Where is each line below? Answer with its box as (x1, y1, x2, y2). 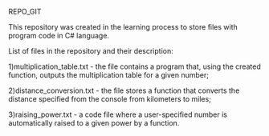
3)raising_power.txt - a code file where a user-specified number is (8, 110, 227, 119)
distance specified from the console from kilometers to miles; (8, 94, 211, 103)
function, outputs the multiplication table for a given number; (8, 70, 209, 79)
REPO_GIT (8, 7, 42, 16)
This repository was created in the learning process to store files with (8, 22, 238, 31)
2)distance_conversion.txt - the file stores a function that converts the (8, 86, 240, 95)
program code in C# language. (8, 31, 110, 40)
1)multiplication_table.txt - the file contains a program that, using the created (8, 62, 261, 71)
